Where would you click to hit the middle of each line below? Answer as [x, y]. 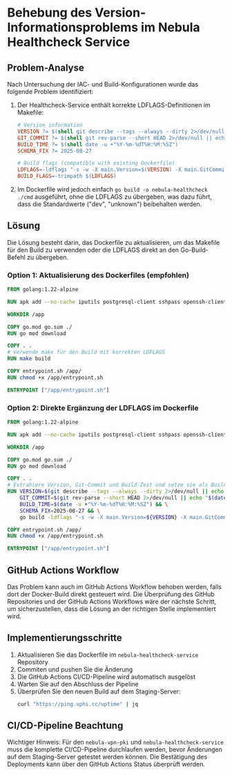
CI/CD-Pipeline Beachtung [65, 726]
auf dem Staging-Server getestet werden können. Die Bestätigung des [107, 757]
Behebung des [50, 13]
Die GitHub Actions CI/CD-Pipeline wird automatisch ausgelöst [106, 677]
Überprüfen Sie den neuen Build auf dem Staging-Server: [99, 691]
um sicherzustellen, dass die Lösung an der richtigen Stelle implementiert [112, 609]
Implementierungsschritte [65, 638]
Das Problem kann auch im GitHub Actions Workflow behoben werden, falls [115, 587]
